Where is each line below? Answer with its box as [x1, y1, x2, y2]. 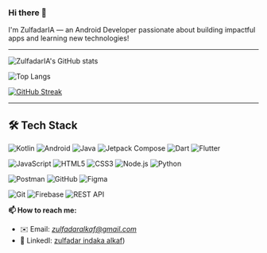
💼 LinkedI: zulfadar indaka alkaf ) [19, 236, 126, 245]
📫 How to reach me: [8, 205, 77, 215]
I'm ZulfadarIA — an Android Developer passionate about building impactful [8, 25, 256, 35]
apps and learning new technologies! [8, 33, 130, 43]
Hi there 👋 [8, 7, 48, 18]
